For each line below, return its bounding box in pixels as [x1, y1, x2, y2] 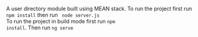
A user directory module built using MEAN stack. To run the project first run [6, 5, 193, 12]
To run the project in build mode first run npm [6, 18, 115, 24]
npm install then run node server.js [6, 11, 100, 18]
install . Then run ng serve [6, 24, 74, 31]
